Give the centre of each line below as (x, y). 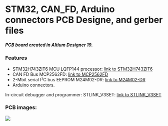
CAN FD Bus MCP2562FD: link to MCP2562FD (60, 74)
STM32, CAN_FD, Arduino (60, 9)
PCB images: (21, 107)
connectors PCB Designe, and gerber (84, 20)
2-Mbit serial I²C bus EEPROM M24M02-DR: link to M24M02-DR (79, 79)
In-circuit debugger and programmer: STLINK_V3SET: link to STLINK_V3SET (83, 94)
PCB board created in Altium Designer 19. (49, 45)
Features (16, 58)
